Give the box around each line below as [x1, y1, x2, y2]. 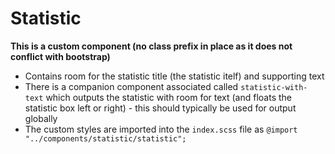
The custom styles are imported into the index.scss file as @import [24, 123, 298, 135]
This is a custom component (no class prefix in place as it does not [10, 40, 293, 52]
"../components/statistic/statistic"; [24, 133, 187, 144]
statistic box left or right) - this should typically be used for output [24, 102, 297, 114]
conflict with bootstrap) [10, 50, 111, 62]
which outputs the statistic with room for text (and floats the [45, 91, 292, 103]
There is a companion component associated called [24, 80, 239, 92]
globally [24, 112, 58, 124]
